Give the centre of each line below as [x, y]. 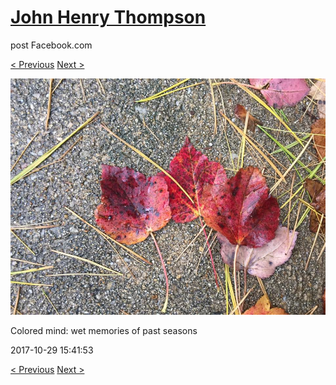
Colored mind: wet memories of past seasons [104, 330]
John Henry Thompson [108, 17]
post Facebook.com [51, 45]
